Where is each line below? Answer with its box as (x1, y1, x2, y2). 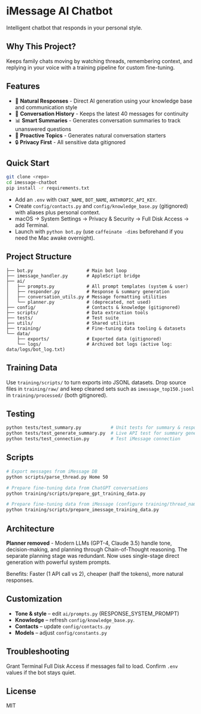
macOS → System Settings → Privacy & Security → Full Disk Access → (14, 215, 190, 222)
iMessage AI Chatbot (6, 4, 113, 18)
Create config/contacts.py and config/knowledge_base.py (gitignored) (14, 202, 188, 210)
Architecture (6, 524, 55, 534)
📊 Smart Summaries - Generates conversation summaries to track (14, 116, 181, 124)
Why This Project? (6, 41, 77, 52)
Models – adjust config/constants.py (14, 629, 108, 636)
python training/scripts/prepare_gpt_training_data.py (6, 491, 146, 497)
